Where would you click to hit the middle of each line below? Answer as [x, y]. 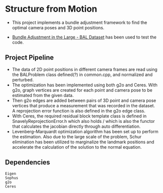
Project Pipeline [29, 58]
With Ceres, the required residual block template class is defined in [79, 116]
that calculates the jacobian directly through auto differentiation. [76, 126]
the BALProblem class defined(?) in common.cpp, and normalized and [82, 75]
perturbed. [23, 79]
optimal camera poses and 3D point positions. [58, 27]
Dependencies [27, 163]
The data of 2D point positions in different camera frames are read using [85, 69]
